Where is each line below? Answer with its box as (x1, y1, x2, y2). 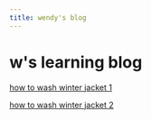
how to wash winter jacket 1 (9, 82, 113, 93)
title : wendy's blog (9, 13, 88, 23)
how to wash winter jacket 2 (9, 99, 115, 110)
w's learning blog (9, 51, 143, 72)
